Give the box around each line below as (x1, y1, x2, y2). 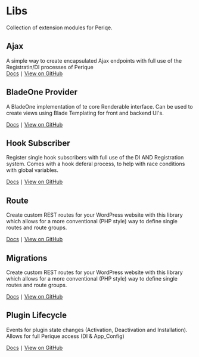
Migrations (6, 253, 48, 263)
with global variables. (6, 167, 58, 174)
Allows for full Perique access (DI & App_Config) (6, 333, 125, 340)
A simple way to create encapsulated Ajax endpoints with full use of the (6, 57, 182, 64)
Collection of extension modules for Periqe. (6, 24, 113, 31)
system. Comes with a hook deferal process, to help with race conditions (6, 160, 185, 168)
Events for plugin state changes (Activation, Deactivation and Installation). (6, 326, 188, 333)
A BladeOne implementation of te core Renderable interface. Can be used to (6, 103, 193, 110)
